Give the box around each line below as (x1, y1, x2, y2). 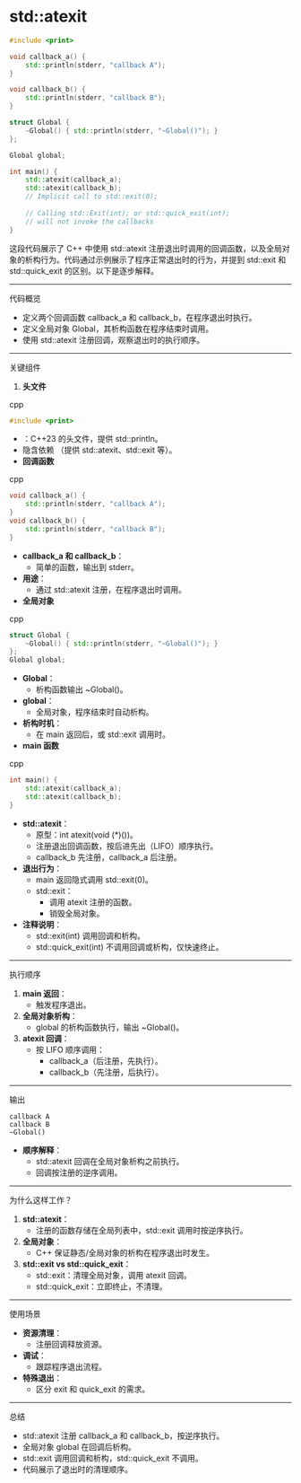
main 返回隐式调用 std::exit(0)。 (35, 873, 154, 885)
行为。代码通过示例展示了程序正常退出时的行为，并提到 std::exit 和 (39, 254, 287, 265)
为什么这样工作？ (9, 1194, 73, 1205)
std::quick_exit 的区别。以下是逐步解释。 (9, 265, 159, 276)
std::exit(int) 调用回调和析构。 (35, 930, 145, 941)
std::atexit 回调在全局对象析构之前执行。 (35, 1155, 185, 1166)
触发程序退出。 (35, 999, 91, 1010)
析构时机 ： (21, 718, 63, 729)
